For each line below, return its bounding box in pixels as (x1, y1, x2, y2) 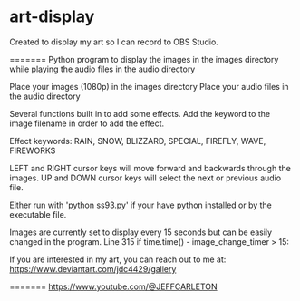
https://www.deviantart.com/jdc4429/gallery (9, 263, 177, 274)
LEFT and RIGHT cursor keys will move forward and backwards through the (9, 162, 292, 173)
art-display (9, 6, 95, 27)
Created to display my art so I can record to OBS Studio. (9, 36, 219, 47)
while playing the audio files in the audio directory (9, 63, 196, 74)
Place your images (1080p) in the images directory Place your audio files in (9, 81, 289, 92)
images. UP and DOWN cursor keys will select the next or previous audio (9, 172, 282, 183)
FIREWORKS (9, 145, 56, 156)
